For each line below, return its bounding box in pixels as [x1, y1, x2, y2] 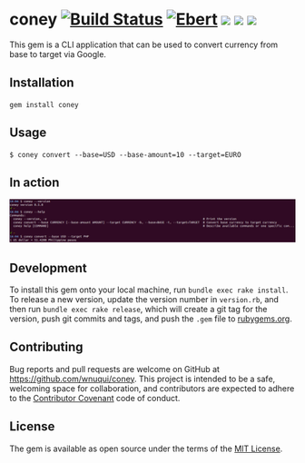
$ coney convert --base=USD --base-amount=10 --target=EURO [9, 150, 242, 159]
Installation [9, 75, 74, 91]
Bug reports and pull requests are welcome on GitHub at [9, 363, 221, 374]
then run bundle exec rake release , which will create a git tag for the [9, 303, 268, 314]
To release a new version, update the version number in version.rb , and [9, 293, 280, 304]
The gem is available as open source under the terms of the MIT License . [9, 443, 283, 454]
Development [9, 260, 88, 276]
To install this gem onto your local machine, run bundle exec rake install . [9, 284, 289, 295]
